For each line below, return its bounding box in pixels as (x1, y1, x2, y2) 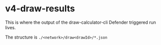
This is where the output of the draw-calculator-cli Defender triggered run (5, 19, 156, 25)
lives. (5, 24, 16, 30)
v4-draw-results (5, 3, 75, 14)
